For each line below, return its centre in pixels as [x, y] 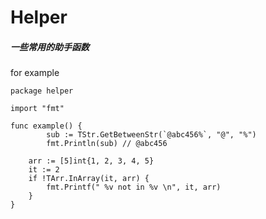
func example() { [46, 126]
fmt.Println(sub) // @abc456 [107, 144]
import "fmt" [37, 109]
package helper [42, 91]
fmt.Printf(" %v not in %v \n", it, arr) [134, 187]
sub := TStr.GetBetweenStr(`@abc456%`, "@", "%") [151, 135]
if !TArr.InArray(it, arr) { [89, 179]
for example [35, 73]
